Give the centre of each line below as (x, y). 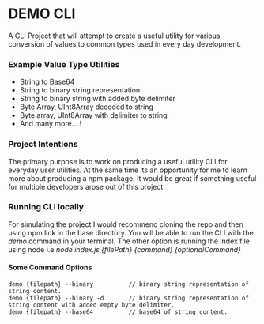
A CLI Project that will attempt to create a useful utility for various (114, 36)
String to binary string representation (80, 90)
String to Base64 (47, 82)
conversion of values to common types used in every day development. (125, 43)
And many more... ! (51, 124)
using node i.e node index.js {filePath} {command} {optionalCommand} (124, 249)
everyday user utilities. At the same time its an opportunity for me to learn (128, 170)
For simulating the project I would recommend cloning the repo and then (126, 224)
